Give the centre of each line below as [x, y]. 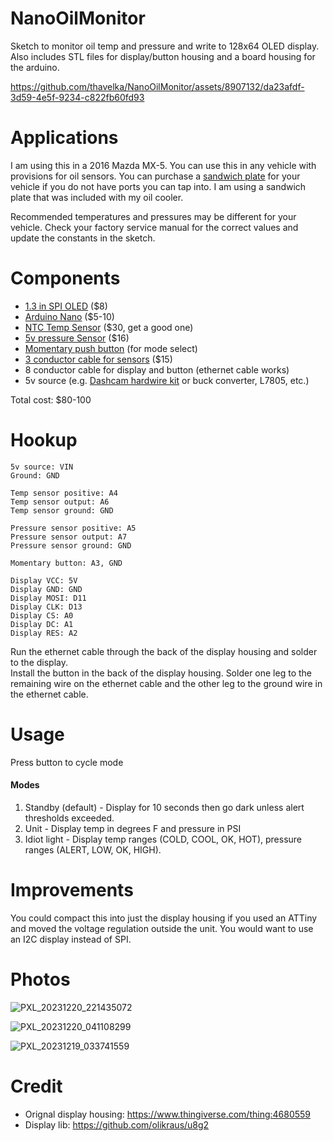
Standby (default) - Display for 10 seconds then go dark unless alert [164, 807]
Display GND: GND [46, 589]
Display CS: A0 [42, 615]
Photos [40, 979]
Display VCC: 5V [44, 580]
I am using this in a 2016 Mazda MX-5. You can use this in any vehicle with [163, 165]
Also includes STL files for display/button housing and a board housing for [163, 56]
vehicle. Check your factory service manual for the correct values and [154, 227]
